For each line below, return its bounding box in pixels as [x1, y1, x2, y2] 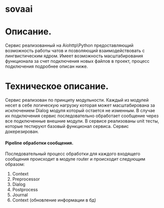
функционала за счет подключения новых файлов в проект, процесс [5, 58, 150, 64]
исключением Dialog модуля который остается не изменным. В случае [5, 108, 155, 114]
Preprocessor [12, 176, 40, 182]
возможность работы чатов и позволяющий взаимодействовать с [5, 48, 145, 54]
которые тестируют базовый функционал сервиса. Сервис [5, 124, 129, 129]
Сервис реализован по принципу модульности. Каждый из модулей [5, 97, 149, 103]
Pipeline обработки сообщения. [5, 140, 74, 146]
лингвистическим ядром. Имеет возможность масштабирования [5, 53, 143, 59]
